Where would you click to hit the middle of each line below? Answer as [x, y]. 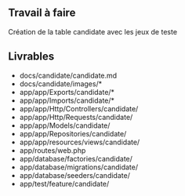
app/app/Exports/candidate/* [67, 92]
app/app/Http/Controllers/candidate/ [79, 108]
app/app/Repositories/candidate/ [73, 133]
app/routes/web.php [53, 150]
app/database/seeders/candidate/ [75, 175]
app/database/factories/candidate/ [76, 158]
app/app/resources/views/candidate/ [80, 142]
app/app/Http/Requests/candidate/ [76, 117]
